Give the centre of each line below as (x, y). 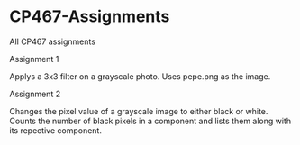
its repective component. (55, 130)
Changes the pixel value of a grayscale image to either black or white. (139, 111)
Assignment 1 (34, 59)
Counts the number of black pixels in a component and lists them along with (150, 121)
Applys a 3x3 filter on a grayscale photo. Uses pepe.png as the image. (140, 76)
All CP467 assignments (53, 41)
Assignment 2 (35, 94)
